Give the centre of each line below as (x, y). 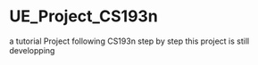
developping (32, 50)
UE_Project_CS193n (83, 16)
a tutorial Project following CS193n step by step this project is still (129, 41)
